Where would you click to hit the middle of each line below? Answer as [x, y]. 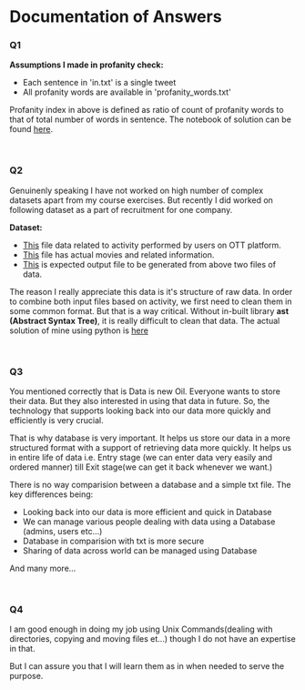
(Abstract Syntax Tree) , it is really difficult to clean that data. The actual [145, 320]
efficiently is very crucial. [57, 421]
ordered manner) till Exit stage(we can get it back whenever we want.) [141, 467]
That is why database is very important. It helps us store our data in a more [150, 438]
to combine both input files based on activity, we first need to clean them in [151, 301]
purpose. [26, 676]
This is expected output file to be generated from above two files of [149, 264]
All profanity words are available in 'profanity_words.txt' [127, 92]
